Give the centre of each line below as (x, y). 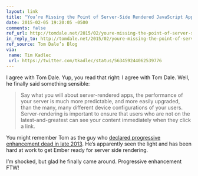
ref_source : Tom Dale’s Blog (42, 45)
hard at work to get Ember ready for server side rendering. (77, 150)
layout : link (22, 11)
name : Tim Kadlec (30, 55)
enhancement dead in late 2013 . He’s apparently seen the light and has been (99, 144)
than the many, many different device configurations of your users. (102, 107)
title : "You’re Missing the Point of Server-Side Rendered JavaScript (95, 17)
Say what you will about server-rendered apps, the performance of (102, 95)
